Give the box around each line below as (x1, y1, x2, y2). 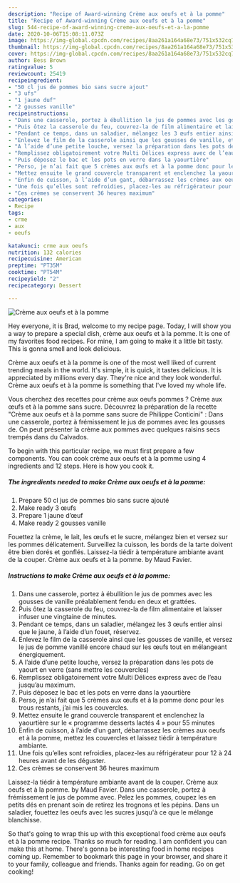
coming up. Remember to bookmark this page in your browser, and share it (8, 852, 228, 860)
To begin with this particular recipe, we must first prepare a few (8, 446, 194, 455)
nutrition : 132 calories (8, 249, 82, 256)
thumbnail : (8, 44, 41, 51)
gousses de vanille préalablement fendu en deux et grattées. (18, 597, 197, 606)
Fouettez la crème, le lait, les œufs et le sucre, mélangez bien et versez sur (8, 532, 229, 541)
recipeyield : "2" (8, 275, 60, 282)
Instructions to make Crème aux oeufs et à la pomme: (8, 571, 170, 580)
